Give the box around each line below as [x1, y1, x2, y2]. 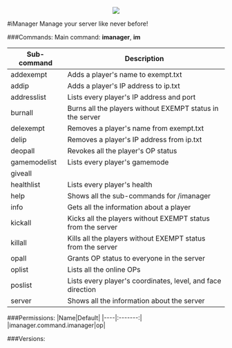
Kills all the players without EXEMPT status [67, 234, 206, 243]
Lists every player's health [67, 180, 153, 189]
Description [124, 54, 164, 63]
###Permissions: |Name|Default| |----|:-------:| [7, 314, 143, 322]
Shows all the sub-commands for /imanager [67, 191, 211, 200]
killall [10, 238, 28, 247]
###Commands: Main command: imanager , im [7, 33, 141, 41]
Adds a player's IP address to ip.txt [67, 81, 181, 90]
